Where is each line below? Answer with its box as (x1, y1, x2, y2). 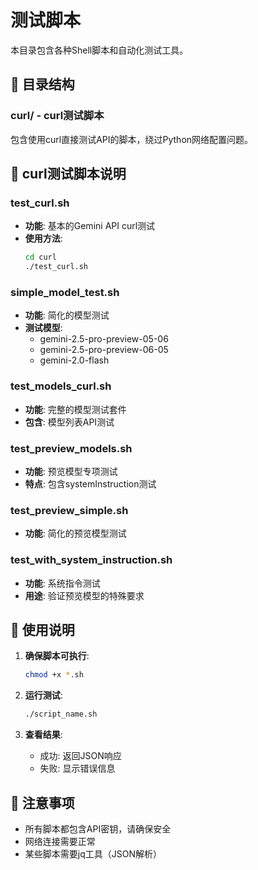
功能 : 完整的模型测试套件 (24, 403, 127, 415)
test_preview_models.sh (10, 441, 133, 455)
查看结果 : (24, 729, 63, 741)
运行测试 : (24, 689, 63, 701)
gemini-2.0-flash (39, 354, 110, 366)
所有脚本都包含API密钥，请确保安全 (24, 822, 172, 835)
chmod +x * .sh (24, 670, 84, 680)
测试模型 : (24, 322, 63, 334)
